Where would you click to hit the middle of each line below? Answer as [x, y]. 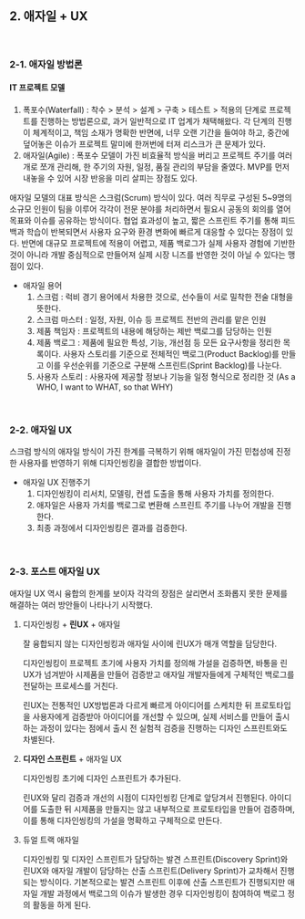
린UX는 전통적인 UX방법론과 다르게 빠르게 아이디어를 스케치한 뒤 [137, 705]
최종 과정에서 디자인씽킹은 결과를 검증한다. [112, 528]
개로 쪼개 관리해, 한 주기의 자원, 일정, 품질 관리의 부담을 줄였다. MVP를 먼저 [156, 166]
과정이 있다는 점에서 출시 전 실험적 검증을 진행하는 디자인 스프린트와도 [164, 727]
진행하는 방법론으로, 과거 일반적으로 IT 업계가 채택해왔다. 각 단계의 [158, 120]
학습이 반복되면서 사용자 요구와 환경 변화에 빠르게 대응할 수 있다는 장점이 [155, 232]
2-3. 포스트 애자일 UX [55, 571]
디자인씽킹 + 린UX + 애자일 [71, 624]
